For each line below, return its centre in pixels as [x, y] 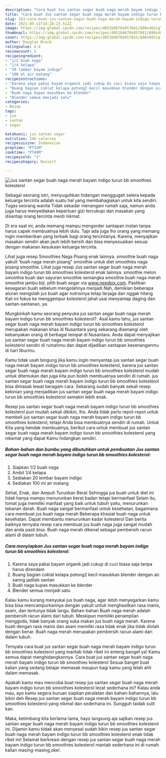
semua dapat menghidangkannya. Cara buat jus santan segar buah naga [79, 657]
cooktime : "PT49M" [24, 153]
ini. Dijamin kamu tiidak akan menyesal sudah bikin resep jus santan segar [80, 729]
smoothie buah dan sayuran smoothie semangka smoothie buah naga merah [83, 277]
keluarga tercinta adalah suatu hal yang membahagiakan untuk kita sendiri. [81, 200]
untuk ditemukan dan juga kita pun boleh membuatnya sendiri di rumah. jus [82, 376]
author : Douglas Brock [28, 42]
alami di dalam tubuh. [27, 535]
